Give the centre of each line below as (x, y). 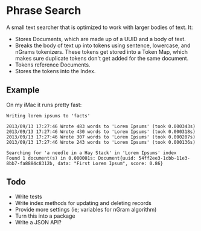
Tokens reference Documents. (53, 65)
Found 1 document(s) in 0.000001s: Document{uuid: (71, 158)
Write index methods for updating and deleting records (83, 203)
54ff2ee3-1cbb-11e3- (164, 158)
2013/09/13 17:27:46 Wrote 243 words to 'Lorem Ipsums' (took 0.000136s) (101, 142)
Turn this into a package (45, 216)
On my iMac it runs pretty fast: (44, 105)
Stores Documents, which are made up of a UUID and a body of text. (100, 39)
